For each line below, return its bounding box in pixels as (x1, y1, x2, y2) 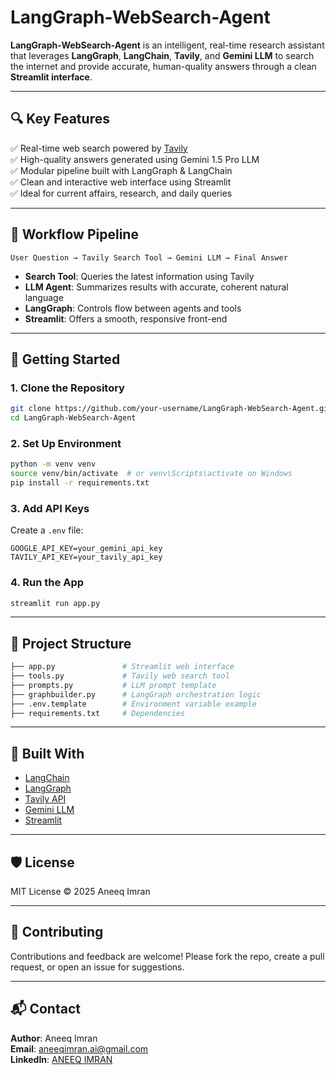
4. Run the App (10, 576, 85, 590)
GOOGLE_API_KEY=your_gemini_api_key (10, 544, 163, 554)
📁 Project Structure (10, 635, 132, 652)
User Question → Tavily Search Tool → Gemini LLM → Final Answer (10, 252, 288, 263)
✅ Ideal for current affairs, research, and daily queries (10, 187, 233, 199)
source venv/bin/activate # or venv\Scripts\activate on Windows (10, 469, 293, 479)
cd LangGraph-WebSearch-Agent (10, 413, 137, 423)
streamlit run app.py (10, 598, 101, 608)
